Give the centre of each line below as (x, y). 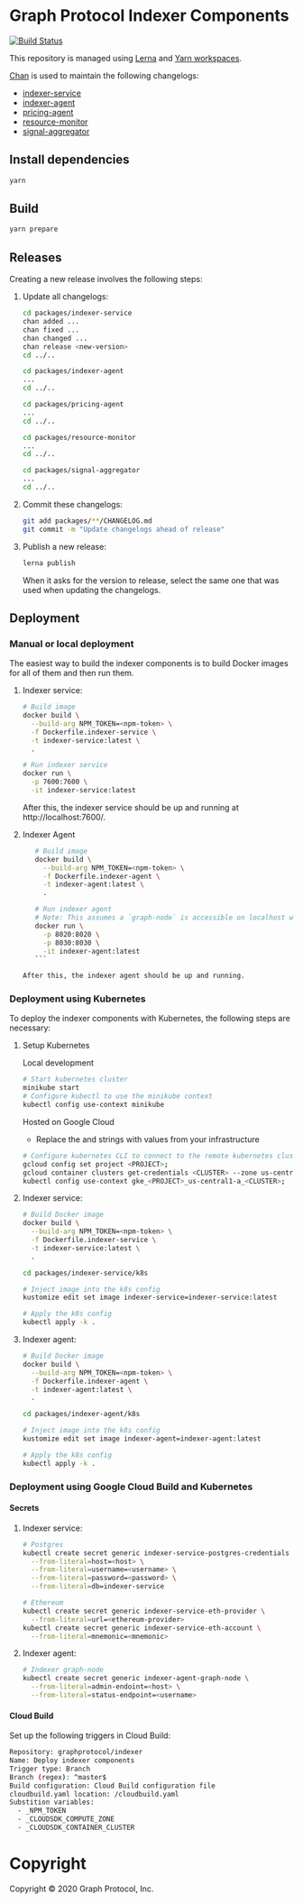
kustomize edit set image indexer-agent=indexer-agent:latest (142, 1439)
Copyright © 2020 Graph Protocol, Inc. (82, 1889)
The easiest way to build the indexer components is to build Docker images (149, 663)
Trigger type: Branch (50, 1769)
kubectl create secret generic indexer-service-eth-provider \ (144, 1611)
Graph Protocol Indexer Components (150, 16)
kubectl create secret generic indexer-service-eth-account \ (142, 1628)
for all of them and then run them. (72, 673)
